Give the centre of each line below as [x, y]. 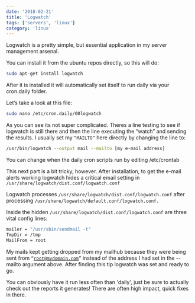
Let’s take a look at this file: [39, 103]
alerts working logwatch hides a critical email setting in [73, 177]
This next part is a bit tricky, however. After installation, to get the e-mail [94, 171]
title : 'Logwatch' [29, 17]
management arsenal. [32, 52]
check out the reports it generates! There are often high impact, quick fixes [97, 288]
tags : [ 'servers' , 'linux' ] [41, 23]
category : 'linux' [29, 28]
